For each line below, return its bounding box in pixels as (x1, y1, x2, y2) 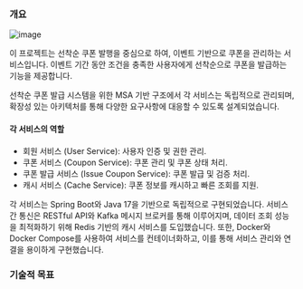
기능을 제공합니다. (9, 71, 73, 82)
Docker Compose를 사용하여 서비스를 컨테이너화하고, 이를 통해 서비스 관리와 (9, 233, 282, 244)
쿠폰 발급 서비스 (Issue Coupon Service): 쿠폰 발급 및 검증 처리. (22, 168, 251, 178)
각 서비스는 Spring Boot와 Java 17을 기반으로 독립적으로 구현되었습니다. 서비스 (9, 198, 289, 209)
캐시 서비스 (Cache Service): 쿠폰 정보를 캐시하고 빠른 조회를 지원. (22, 179, 260, 190)
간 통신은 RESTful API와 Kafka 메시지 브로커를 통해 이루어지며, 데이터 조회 (9, 210, 273, 221)
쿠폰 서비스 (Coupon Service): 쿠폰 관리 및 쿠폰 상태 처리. (22, 157, 228, 168)
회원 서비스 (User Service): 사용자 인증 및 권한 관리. (22, 145, 207, 156)
